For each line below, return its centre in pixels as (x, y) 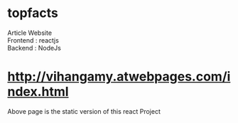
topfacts (33, 13)
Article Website (29, 33)
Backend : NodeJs (34, 48)
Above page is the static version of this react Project (84, 111)
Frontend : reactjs (33, 40)
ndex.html (38, 92)
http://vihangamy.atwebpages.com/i (119, 77)
